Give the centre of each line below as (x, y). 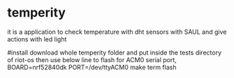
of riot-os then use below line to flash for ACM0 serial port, (92, 59)
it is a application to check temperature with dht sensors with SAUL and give (117, 32)
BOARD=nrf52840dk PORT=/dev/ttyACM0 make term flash (92, 67)
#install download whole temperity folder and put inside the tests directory (115, 52)
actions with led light (37, 39)
